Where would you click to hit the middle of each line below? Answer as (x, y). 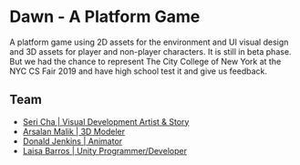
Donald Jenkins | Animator (72, 141)
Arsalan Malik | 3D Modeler (74, 131)
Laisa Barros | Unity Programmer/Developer (104, 150)
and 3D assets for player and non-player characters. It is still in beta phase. (150, 51)
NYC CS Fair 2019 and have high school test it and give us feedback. (138, 71)
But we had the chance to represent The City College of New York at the (145, 61)
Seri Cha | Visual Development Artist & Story (106, 121)
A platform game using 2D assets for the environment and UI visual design (149, 42)
